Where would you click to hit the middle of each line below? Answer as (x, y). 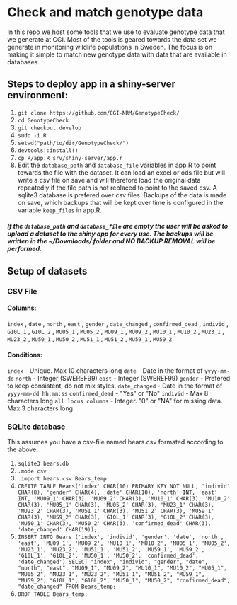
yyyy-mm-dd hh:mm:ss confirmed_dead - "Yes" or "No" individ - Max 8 (108, 393)
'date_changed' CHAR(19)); (57, 530)
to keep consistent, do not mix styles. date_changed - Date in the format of (115, 386)
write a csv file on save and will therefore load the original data (109, 180)
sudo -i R (32, 135)
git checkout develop (49, 128)
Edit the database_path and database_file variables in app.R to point (117, 165)
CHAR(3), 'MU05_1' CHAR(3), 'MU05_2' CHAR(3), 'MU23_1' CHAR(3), (116, 505)
